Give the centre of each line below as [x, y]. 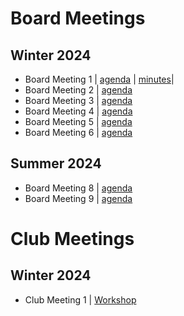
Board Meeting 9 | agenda [78, 198]
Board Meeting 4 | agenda [78, 111]
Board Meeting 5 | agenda [78, 121]
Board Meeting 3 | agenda [78, 100]
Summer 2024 [56, 163]
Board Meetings [78, 18]
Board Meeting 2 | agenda [78, 90]
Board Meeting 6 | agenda [78, 132]
